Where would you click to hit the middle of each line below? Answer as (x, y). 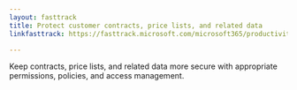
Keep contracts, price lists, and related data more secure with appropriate (144, 66)
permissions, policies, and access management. (97, 76)
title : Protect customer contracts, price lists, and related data (136, 26)
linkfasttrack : (37, 34)
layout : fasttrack (43, 17)
